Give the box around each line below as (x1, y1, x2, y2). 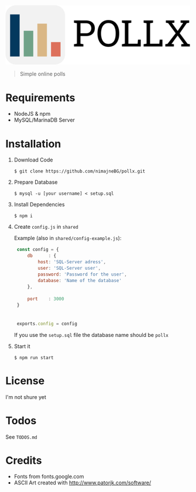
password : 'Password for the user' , (37, 271, 127, 277)
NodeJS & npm (13, 111, 51, 118)
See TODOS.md (5, 433, 37, 441)
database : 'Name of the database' (37, 277, 122, 283)
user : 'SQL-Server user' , (37, 265, 101, 271)
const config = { (16, 247, 59, 253)
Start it (13, 342, 30, 350)
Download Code (13, 156, 53, 163)
